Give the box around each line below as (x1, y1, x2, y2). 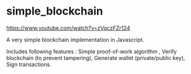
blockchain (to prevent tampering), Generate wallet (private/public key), (6, 54, 186, 61)
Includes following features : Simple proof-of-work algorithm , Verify (6, 47, 177, 55)
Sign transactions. (6, 61, 52, 68)
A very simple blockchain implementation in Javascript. (6, 36, 144, 43)
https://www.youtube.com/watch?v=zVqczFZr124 (6, 24, 130, 32)
